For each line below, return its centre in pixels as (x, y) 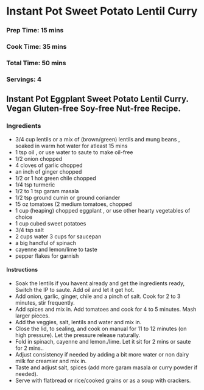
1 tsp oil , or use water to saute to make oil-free (74, 152)
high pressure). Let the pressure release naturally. (78, 335)
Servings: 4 (24, 79)
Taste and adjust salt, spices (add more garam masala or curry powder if (106, 367)
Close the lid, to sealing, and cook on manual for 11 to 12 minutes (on (101, 328)
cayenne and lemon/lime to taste (56, 249)
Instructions (22, 270)
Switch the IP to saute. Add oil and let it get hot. (75, 289)
